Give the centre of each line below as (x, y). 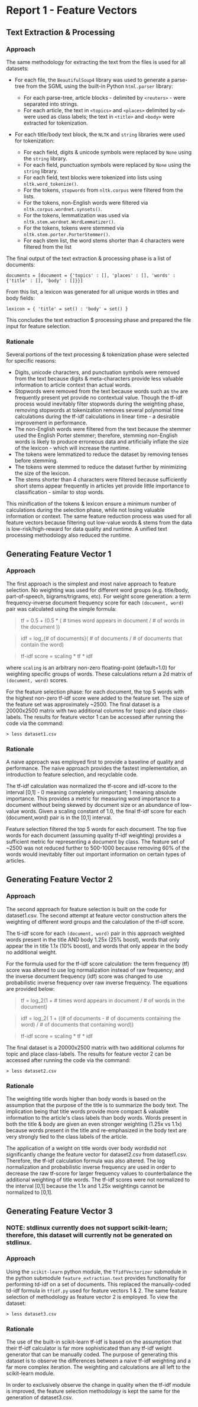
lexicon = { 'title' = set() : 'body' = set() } (67, 309)
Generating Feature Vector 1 (59, 554)
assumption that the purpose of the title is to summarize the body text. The (97, 1105)
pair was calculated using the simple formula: (61, 609)
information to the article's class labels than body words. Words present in (97, 1118)
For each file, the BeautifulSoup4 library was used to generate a (92, 80)
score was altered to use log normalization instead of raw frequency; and (95, 970)
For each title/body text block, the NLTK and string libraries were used (100, 134)
